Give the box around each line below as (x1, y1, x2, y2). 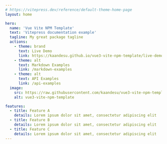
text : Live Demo (18, 48, 52, 54)
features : (5, 104, 26, 109)
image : (9, 85, 23, 90)
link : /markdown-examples (18, 67, 72, 72)
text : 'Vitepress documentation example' (9, 30, 97, 35)
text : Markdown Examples (18, 63, 70, 68)
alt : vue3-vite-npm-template (14, 95, 75, 100)
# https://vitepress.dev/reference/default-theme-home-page (5, 7, 133, 12)
